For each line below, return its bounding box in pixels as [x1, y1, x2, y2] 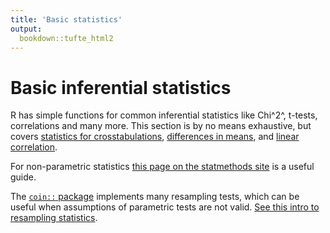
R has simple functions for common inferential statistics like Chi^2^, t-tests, [10, 109, 318, 121]
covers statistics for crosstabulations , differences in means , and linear [10, 131, 300, 143]
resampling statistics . [10, 212, 98, 224]
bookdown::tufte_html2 [19, 33, 114, 43]
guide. [10, 171, 37, 183]
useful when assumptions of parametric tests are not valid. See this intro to [10, 201, 320, 213]
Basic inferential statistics [10, 76, 232, 99]
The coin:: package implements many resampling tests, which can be [10, 191, 300, 203]
